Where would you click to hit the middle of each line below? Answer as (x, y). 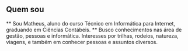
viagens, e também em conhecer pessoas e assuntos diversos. (82, 42)
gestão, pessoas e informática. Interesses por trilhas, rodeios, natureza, (93, 36)
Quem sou (25, 10)
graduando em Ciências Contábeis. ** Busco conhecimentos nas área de (94, 30)
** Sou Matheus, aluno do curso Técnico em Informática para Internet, (91, 23)
